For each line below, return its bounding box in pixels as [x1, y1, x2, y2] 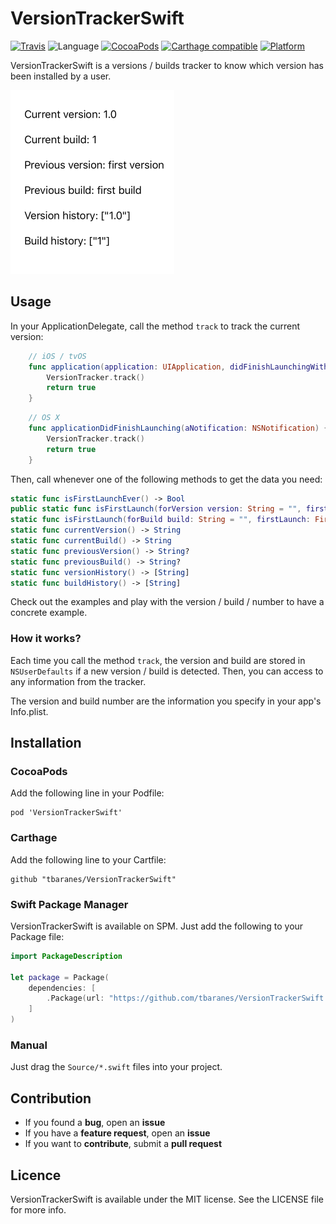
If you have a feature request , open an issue [24, 1127, 211, 1139]
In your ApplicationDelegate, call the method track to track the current [10, 320, 300, 332]
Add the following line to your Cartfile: [10, 853, 167, 866]
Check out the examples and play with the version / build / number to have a [10, 596, 325, 608]
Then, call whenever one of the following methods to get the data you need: [10, 473, 323, 485]
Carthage [10, 831, 58, 845]
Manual [10, 1038, 48, 1052]
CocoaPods [10, 764, 68, 778]
